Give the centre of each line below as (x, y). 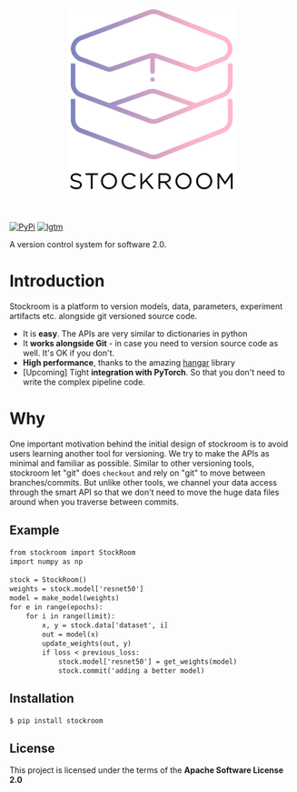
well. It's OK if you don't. (69, 353)
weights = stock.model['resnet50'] (77, 589)
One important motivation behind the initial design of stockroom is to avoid (149, 444)
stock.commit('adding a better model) (131, 671)
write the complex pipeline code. (84, 382)
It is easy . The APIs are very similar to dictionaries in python (135, 333)
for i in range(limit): (71, 616)
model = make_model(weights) (64, 598)
